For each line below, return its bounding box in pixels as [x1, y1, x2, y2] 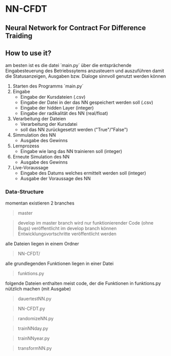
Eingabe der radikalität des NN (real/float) [20, 110, 108, 117]
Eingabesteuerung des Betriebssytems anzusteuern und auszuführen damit [5, 68, 164, 74]
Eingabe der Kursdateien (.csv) [20, 94, 86, 100]
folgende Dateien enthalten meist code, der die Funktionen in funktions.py [5, 280, 161, 286]
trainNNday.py [17, 325, 48, 331]
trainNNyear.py [17, 335, 50, 341]
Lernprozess [12, 143, 39, 149]
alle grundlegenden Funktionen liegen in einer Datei [5, 260, 114, 266]
